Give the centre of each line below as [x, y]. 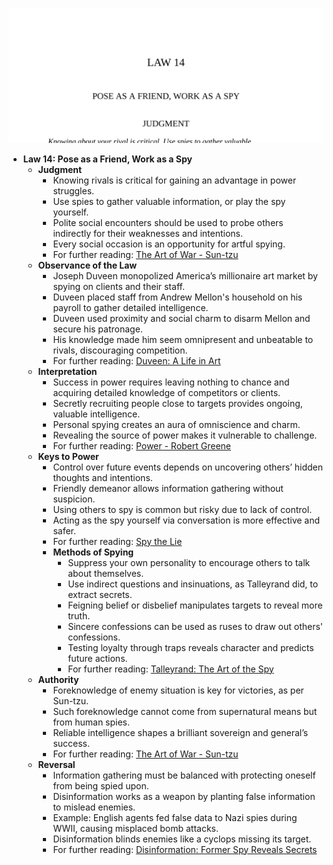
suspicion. [74, 499]
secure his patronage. [97, 329]
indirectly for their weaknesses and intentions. [148, 233]
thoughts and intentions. [102, 477]
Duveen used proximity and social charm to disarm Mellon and [181, 318]
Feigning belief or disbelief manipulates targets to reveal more [195, 605]
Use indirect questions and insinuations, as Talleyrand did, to [193, 584]
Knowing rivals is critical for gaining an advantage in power [174, 180]
